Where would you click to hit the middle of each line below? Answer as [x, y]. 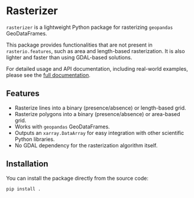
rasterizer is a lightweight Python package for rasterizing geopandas [90, 27]
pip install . [24, 189]
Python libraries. [35, 139]
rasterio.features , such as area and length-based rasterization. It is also [96, 51]
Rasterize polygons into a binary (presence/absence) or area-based [97, 114]
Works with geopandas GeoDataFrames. [62, 126]
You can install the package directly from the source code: [77, 178]
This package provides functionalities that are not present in [79, 45]
